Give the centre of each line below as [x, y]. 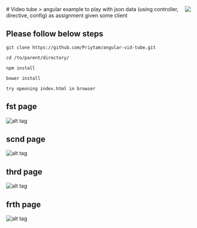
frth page [23, 204]
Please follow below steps [55, 34]
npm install [21, 68]
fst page [21, 107]
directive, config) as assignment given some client [67, 15]
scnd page [26, 140]
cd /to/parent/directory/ [38, 58]
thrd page [24, 172]
